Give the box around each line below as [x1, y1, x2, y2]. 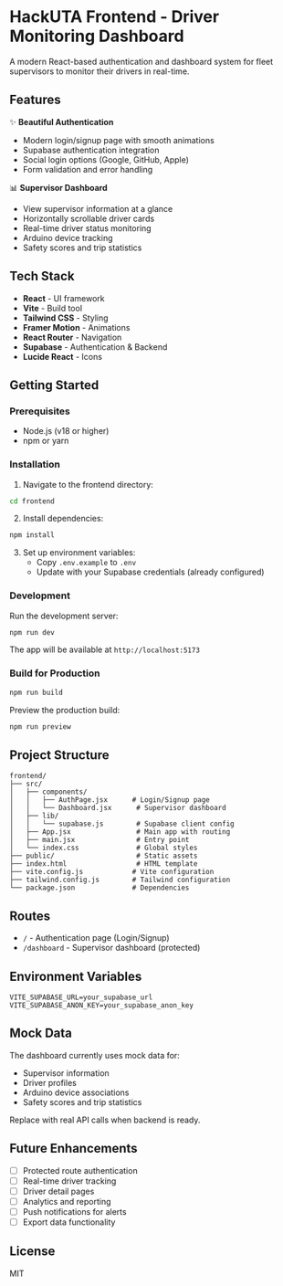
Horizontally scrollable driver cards [22, 213, 155, 224]
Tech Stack [9, 269, 75, 284]
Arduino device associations [22, 1087, 130, 1098]
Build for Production [9, 667, 100, 680]
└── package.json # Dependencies [9, 883, 190, 892]
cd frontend [9, 496, 55, 506]
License [9, 1244, 56, 1260]
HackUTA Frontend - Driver [9, 6, 220, 27]
